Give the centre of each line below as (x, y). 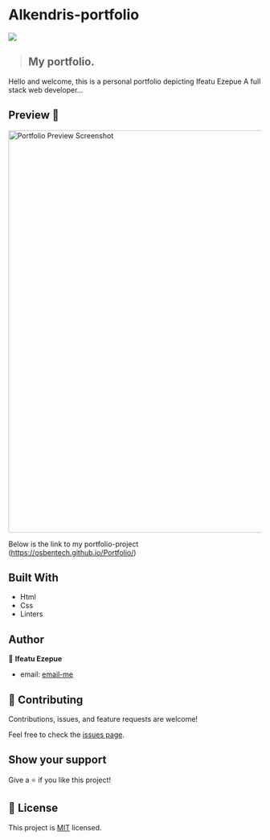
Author (26, 639)
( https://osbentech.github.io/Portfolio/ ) (72, 552)
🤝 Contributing (46, 700)
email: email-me (47, 674)
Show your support (57, 760)
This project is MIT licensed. (55, 827)
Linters (31, 614)
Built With (33, 577)
